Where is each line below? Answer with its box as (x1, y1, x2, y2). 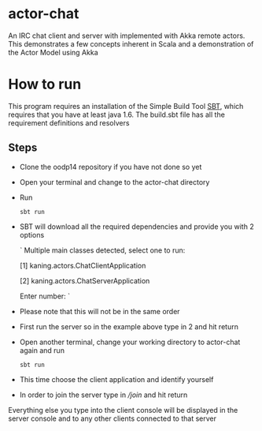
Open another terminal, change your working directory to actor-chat (19, 337, 241, 347)
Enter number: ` (19, 291, 71, 301)
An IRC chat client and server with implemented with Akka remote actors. (8, 31, 245, 40)
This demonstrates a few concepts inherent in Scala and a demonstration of (8, 39, 254, 48)
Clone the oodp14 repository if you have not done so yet (19, 162, 202, 171)
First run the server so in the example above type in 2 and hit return (19, 321, 238, 332)
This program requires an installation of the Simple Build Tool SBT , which (8, 101, 244, 111)
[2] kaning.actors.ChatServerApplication (19, 275, 150, 285)
